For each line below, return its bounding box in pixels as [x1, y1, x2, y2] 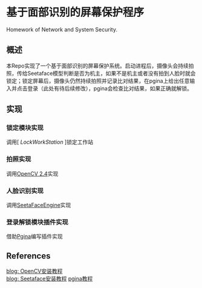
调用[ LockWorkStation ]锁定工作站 [6, 138, 94, 146]
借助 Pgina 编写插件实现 [6, 233, 63, 240]
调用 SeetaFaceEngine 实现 [6, 202, 71, 209]
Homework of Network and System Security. [6, 25, 118, 33]
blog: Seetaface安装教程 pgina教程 [6, 275, 93, 283]
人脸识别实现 [6, 187, 44, 195]
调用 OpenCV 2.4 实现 [6, 170, 59, 177]
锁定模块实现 [6, 124, 44, 132]
